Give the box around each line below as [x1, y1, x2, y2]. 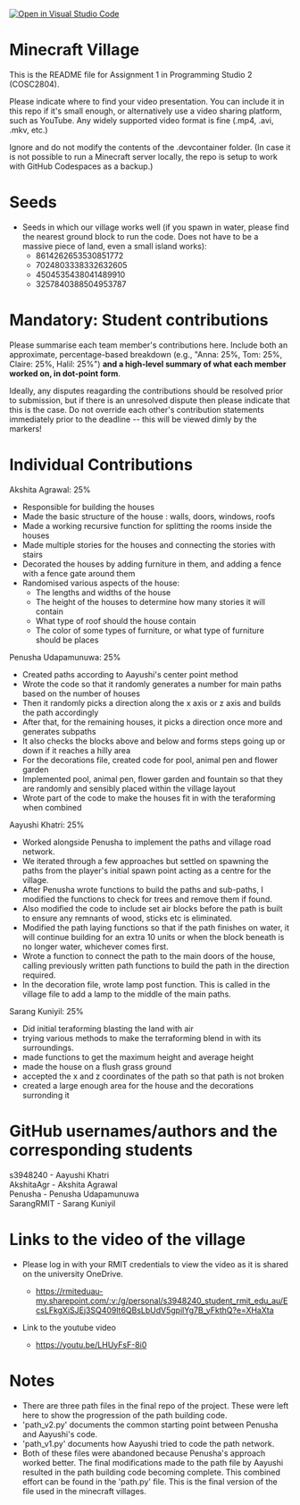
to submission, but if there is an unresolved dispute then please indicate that [9, 394, 290, 406]
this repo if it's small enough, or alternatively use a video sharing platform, [9, 105, 283, 116]
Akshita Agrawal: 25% [9, 483, 91, 495]
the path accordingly [21, 707, 99, 718]
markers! [9, 423, 42, 433]
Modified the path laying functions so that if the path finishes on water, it [21, 921, 290, 933]
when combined [21, 802, 82, 812]
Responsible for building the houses [21, 501, 154, 512]
